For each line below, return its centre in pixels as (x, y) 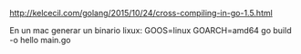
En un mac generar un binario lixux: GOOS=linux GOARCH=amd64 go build (150, 30)
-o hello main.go (40, 40)
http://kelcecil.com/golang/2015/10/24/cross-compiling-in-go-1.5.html (141, 13)
